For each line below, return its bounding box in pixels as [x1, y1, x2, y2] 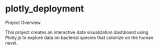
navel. [5, 39, 18, 45]
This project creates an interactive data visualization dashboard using [5, 29, 148, 35]
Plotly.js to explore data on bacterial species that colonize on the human [5, 34, 153, 40]
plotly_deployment [5, 3, 84, 14]
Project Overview [5, 19, 41, 25]
